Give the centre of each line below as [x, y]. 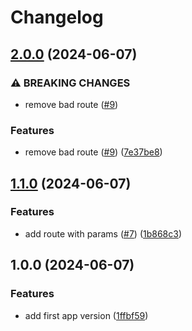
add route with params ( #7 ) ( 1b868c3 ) [103, 233]
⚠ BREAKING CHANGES [70, 83]
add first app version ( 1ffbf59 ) [86, 315]
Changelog [57, 17]
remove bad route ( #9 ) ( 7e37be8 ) [93, 152]
